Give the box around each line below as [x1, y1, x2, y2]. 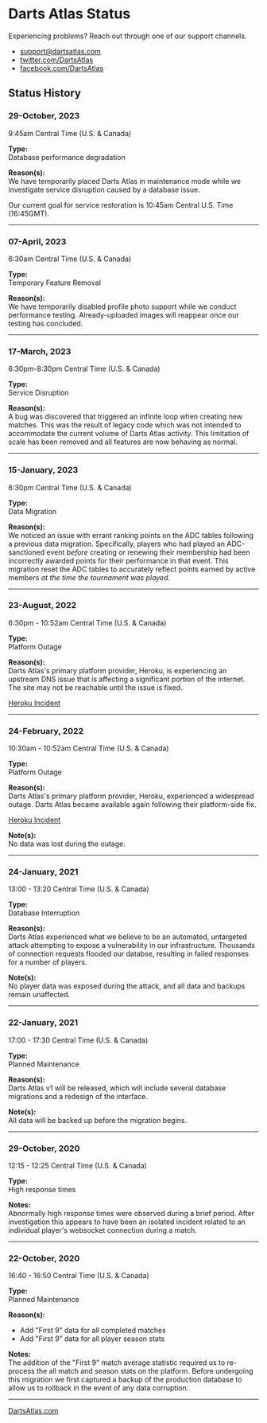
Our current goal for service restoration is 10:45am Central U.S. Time [8, 200, 234, 209]
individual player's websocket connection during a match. [8, 1226, 197, 1234]
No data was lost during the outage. [8, 839, 126, 848]
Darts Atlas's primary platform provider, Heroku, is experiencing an [8, 665, 227, 675]
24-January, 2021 [8, 867, 79, 878]
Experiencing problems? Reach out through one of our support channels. [8, 31, 247, 41]
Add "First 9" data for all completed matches [19, 1326, 167, 1335]
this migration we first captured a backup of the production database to [8, 1374, 242, 1385]
